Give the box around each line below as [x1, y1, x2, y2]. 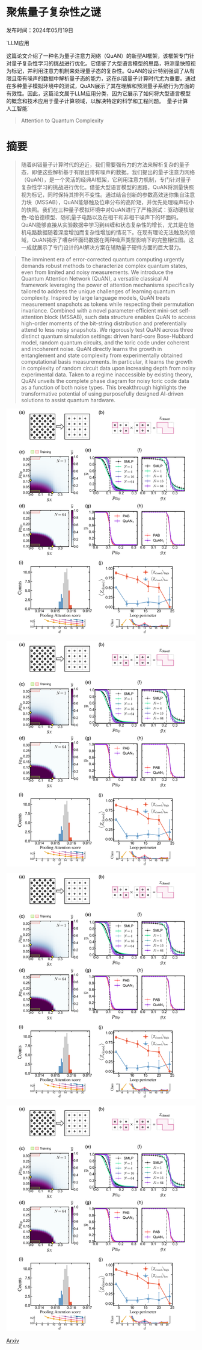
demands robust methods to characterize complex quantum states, [20, 262, 188, 269]
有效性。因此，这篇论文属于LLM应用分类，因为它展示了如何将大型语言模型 [6, 90, 191, 97]
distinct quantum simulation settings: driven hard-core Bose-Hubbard [20, 332, 194, 340]
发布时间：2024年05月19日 [6, 26, 74, 34]
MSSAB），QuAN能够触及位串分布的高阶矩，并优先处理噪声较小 [37, 198, 194, 205]
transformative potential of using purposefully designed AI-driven [20, 390, 184, 397]
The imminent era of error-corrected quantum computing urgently [20, 255, 185, 263]
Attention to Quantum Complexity [20, 117, 104, 124]
